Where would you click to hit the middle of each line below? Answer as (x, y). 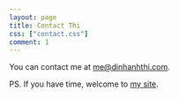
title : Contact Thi (45, 26)
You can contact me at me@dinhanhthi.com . (89, 67)
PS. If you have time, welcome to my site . (84, 84)
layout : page (33, 17)
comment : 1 (29, 42)
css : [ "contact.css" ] (49, 34)
